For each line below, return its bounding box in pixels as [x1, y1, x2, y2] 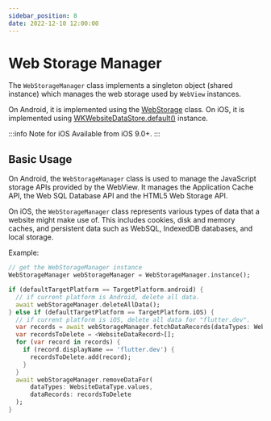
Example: [8, 248, 40, 258]
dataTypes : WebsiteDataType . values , [29, 383, 153, 391]
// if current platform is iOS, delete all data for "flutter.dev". [15, 315, 251, 323]
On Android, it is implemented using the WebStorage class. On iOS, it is [8, 105, 244, 115]
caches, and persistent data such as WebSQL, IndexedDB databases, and [8, 223, 253, 234]
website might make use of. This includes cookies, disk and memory [8, 215, 236, 225]
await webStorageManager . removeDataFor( [15, 376, 153, 384]
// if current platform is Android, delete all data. [15, 293, 200, 301]
